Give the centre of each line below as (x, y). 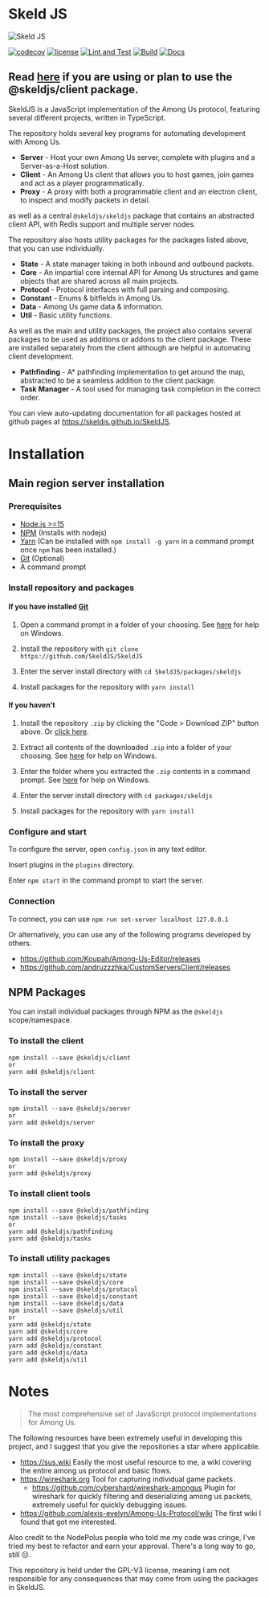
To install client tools (49, 1194)
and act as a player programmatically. (82, 182)
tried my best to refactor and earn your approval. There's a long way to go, (132, 1546)
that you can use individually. (57, 248)
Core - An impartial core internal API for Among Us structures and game (139, 272)
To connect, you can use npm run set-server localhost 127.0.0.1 (118, 919)
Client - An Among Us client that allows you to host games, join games (137, 174)
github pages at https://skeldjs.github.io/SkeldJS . (90, 421)
